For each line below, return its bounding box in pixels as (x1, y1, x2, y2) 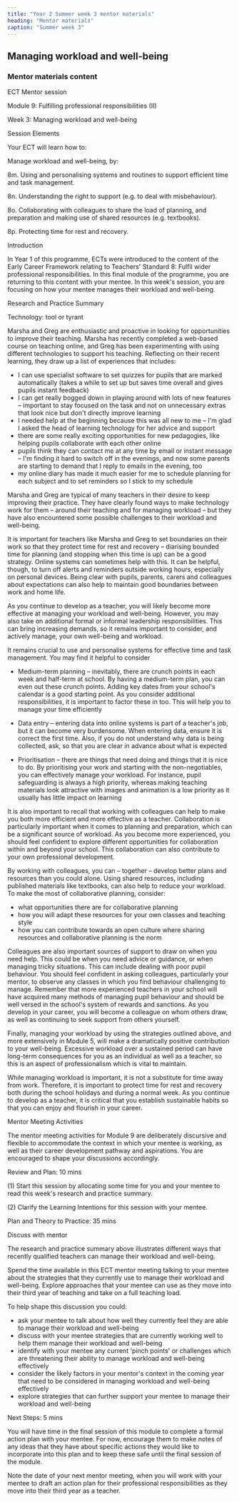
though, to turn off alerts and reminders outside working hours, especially (7, 565, 224, 574)
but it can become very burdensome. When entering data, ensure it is (17, 727, 223, 735)
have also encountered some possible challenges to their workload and (7, 514, 218, 522)
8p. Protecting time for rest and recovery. (7, 228, 129, 236)
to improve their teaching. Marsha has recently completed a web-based (7, 334, 218, 343)
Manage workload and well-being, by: (7, 157, 119, 165)
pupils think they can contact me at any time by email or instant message (17, 446, 233, 455)
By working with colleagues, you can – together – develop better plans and (7, 867, 227, 875)
